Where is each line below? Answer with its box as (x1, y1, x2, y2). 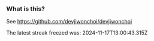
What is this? (6, 5, 45, 13)
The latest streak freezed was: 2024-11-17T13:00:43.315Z (6, 29, 148, 36)
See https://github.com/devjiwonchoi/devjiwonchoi (6, 18, 132, 25)
